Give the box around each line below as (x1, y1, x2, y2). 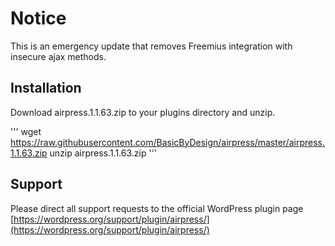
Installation (10, 80, 82, 97)
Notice (10, 7, 67, 30)
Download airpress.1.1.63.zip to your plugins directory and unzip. (10, 106, 276, 118)
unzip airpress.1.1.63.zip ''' (49, 147, 158, 159)
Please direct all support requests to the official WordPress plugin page (10, 202, 304, 214)
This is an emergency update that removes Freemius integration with (10, 40, 293, 52)
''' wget (10, 125, 42, 137)
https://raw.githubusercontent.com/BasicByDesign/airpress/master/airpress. (10, 136, 325, 148)
